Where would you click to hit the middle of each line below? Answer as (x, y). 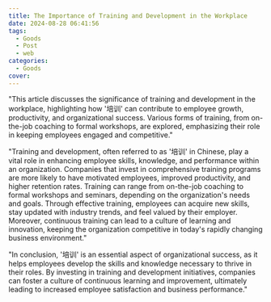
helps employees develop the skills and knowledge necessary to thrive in (130, 263)
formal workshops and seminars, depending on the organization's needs (129, 195)
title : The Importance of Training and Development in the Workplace (128, 16)
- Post (27, 46)
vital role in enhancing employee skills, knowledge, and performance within (134, 160)
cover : (19, 76)
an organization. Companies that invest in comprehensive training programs (135, 169)
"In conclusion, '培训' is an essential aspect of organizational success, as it (133, 254)
